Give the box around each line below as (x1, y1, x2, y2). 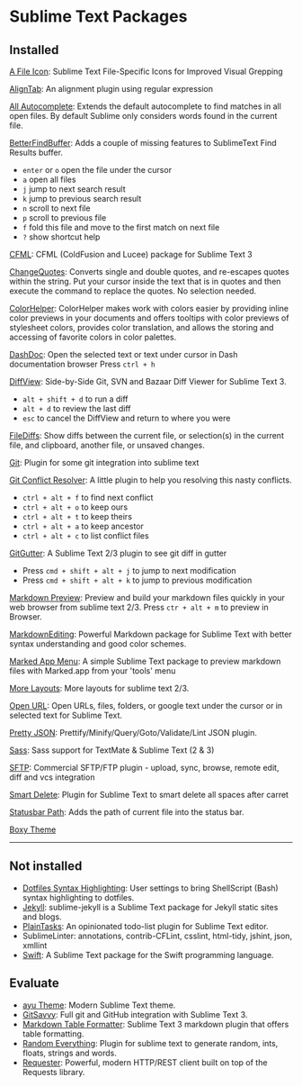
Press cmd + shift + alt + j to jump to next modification (22, 566, 236, 575)
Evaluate (9, 975, 60, 991)
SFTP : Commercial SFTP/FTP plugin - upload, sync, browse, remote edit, (9, 763, 280, 773)
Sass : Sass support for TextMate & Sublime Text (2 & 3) (9, 745, 215, 756)
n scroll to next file (22, 203, 91, 213)
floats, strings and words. (22, 1047, 117, 1058)
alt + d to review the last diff (22, 403, 132, 413)
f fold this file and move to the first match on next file (22, 222, 220, 232)
